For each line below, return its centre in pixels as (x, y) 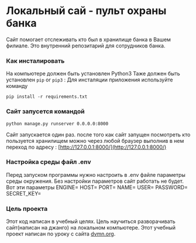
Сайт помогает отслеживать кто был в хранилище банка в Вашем (89, 39)
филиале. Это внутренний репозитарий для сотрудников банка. (86, 46)
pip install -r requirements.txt (47, 97)
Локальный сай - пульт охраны (86, 11)
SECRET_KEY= (24, 193)
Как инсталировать (35, 61)
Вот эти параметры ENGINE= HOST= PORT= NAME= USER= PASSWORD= (97, 187)
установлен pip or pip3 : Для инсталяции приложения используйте (90, 80)
